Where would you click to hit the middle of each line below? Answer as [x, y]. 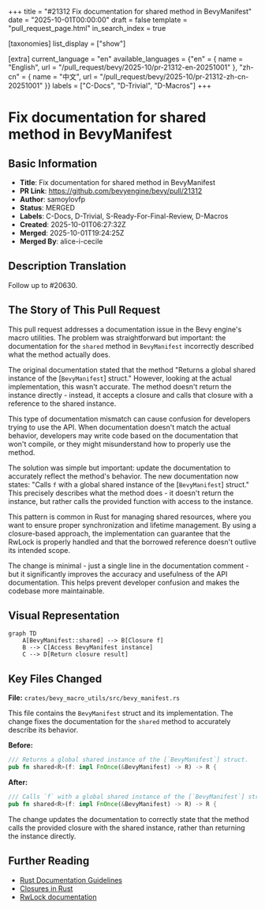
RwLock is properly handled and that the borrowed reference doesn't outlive [132, 542]
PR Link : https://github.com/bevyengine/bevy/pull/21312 [111, 191]
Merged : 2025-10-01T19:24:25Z [72, 233]
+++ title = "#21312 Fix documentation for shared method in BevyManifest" [130, 11]
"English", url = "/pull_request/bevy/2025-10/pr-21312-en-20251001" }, [123, 67]
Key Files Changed [55, 678]
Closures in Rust [46, 888]
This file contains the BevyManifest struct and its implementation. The [121, 713]
